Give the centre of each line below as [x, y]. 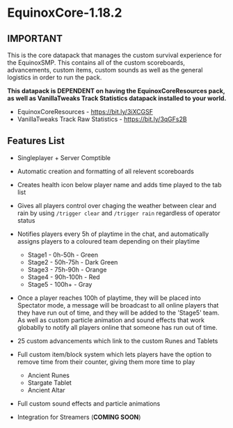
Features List [36, 141]
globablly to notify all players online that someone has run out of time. [117, 327]
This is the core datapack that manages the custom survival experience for [115, 55]
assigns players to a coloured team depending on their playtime [109, 241]
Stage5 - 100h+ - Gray [60, 284]
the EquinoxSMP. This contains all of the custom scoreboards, [96, 63]
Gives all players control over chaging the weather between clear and [117, 205]
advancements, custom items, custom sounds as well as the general [105, 70]
